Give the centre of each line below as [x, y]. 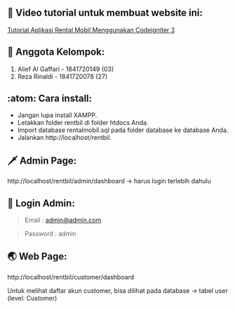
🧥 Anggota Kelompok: [56, 52]
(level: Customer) [32, 298]
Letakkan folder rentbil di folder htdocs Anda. [83, 123]
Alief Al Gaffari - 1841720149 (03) [66, 69]
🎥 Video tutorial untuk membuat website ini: [105, 13]
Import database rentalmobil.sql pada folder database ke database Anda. [123, 130]
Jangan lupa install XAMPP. [57, 115]
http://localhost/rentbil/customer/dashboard [71, 277]
